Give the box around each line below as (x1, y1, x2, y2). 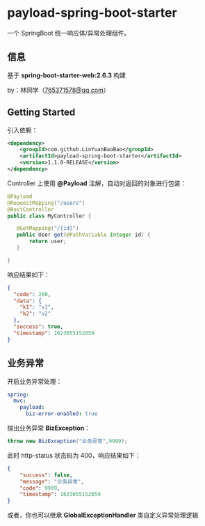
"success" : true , (13, 323, 64, 330)
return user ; (28, 238, 67, 245)
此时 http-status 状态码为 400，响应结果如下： (7, 451, 141, 459)
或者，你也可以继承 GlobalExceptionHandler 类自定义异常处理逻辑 (7, 511, 199, 520)
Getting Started (7, 107, 76, 118)
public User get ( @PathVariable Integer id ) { (16, 231, 151, 238)
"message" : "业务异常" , (19, 478, 85, 485)
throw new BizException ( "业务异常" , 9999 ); (7, 438, 128, 444)
